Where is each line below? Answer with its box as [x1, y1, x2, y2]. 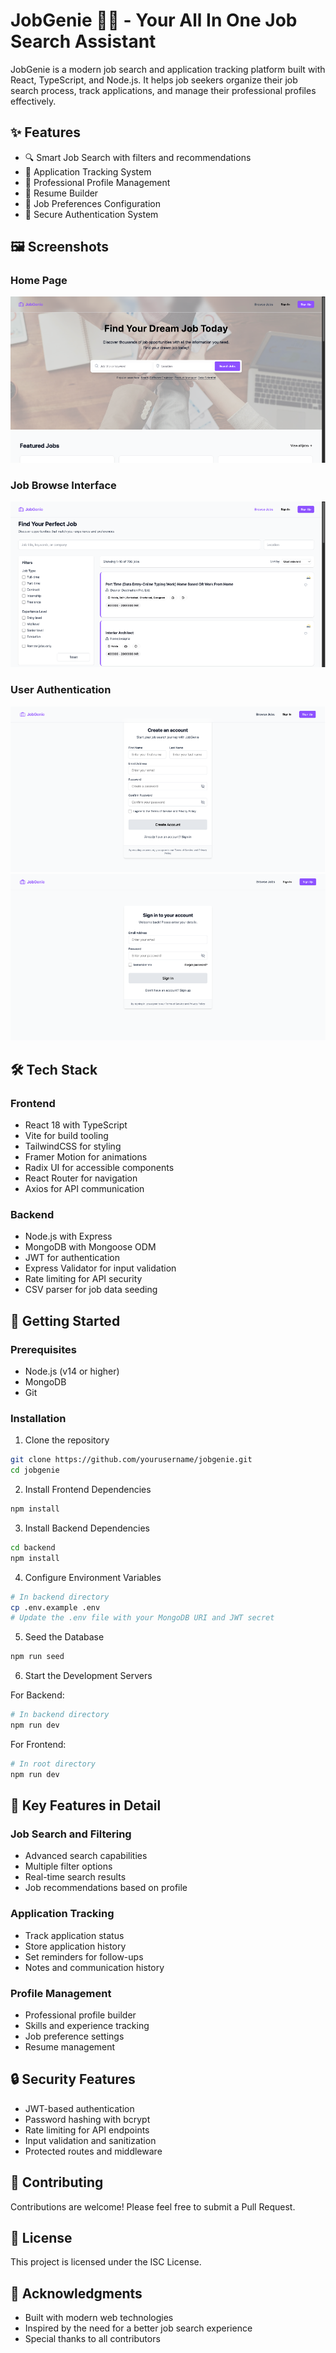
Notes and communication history [24, 1961, 165, 1973]
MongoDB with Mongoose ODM [24, 1241, 157, 1253]
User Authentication [10, 683, 112, 697]
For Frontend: [10, 1738, 67, 1750]
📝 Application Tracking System [24, 165, 152, 178]
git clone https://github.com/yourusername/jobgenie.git [10, 1455, 253, 1465]
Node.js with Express [24, 1230, 113, 1243]
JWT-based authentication [24, 2102, 135, 2114]
